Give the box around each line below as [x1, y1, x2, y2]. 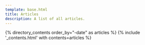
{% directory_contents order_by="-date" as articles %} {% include [5, 30, 140, 36]
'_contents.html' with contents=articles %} [5, 35, 92, 41]
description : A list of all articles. [5, 16, 85, 21]
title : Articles [5, 12, 39, 17]
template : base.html [5, 7, 48, 12]
